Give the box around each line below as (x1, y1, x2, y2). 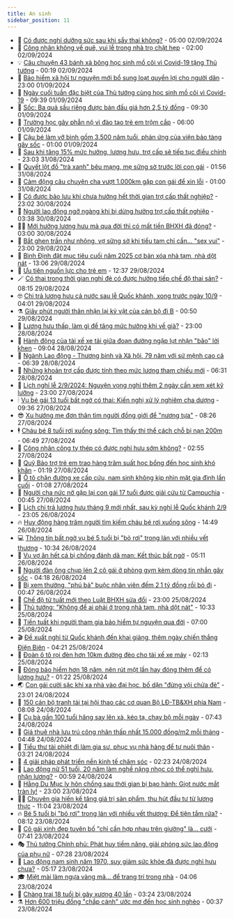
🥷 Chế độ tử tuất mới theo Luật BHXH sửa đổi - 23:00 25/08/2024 (17, 595, 207, 604)
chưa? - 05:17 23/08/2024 (17, 865, 93, 873)
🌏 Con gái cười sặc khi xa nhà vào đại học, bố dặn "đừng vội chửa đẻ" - (17, 680, 225, 689)
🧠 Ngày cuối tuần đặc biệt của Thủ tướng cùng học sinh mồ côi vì (17, 88, 205, 96)
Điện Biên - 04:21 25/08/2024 (17, 643, 104, 651)
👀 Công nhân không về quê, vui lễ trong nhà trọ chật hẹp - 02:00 (17, 43, 203, 52)
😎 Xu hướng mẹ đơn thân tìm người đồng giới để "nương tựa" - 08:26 (17, 411, 217, 419)
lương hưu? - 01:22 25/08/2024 (17, 673, 108, 681)
